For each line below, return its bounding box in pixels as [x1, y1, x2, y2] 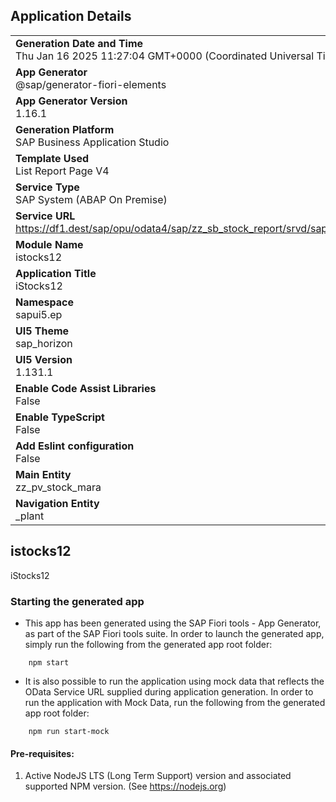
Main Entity [15, 467, 72, 481]
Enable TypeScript [15, 410, 105, 424]
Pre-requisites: [10, 747, 75, 759]
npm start [28, 657, 70, 668]
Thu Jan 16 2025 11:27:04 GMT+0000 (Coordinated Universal [15, 49, 315, 63]
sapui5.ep [15, 307, 63, 321]
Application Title [15, 266, 97, 280]
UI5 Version [15, 352, 73, 366]
